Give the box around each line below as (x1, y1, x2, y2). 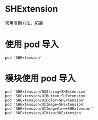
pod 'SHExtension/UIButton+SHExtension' (5, 93, 88, 98)
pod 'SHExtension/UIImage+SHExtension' (5, 102, 85, 107)
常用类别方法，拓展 (5, 20, 43, 26)
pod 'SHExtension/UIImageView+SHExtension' (5, 106, 94, 111)
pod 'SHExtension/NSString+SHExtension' (5, 89, 88, 94)
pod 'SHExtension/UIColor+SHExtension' (5, 98, 85, 103)
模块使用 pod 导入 (5, 73, 76, 84)
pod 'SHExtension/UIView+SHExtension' (5, 110, 83, 115)
